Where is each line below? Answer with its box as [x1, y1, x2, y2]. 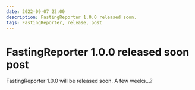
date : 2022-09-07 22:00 [6, 8, 65, 15]
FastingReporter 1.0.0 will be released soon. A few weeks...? [6, 78, 153, 85]
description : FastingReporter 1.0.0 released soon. [6, 14, 137, 20]
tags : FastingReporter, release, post [6, 20, 102, 25]
